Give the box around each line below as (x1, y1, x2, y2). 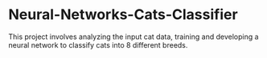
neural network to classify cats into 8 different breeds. (8, 40, 188, 49)
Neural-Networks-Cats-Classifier (8, 6, 239, 24)
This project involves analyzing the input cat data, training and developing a (8, 32, 259, 41)
